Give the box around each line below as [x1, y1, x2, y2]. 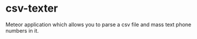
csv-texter [5, 2, 58, 15]
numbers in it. [5, 27, 39, 34]
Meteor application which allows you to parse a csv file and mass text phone [5, 21, 192, 28]
